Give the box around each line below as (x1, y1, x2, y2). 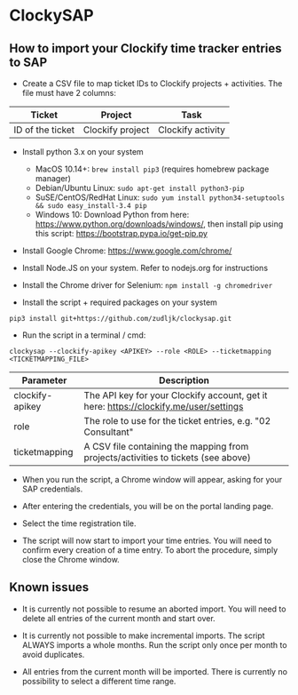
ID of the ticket (13, 124, 75, 136)
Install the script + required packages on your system (21, 297, 217, 308)
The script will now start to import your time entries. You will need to (21, 535, 272, 546)
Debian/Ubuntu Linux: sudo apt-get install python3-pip (35, 183, 245, 193)
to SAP (9, 54, 48, 69)
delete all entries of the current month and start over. (21, 612, 216, 623)
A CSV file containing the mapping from (83, 441, 249, 452)
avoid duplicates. (21, 649, 85, 659)
